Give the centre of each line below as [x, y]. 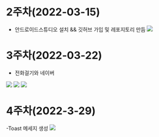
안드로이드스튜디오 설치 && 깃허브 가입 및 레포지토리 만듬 [80, 29]
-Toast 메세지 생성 [27, 128]
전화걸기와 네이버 [34, 73]
